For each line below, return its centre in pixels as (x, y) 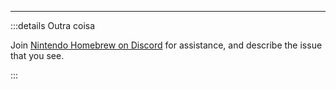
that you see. (37, 55)
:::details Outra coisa (53, 25)
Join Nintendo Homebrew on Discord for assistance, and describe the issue (166, 45)
